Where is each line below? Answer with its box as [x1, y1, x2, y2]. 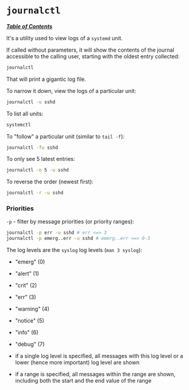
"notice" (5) [15, 317, 44, 324]
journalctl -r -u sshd [6, 190, 64, 196]
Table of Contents [6, 22, 53, 30]
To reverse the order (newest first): [6, 178, 94, 185]
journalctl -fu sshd [6, 145, 59, 151]
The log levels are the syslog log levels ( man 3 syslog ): [6, 247, 142, 254]
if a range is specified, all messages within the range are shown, [15, 371, 176, 378]
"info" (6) [15, 329, 39, 336]
